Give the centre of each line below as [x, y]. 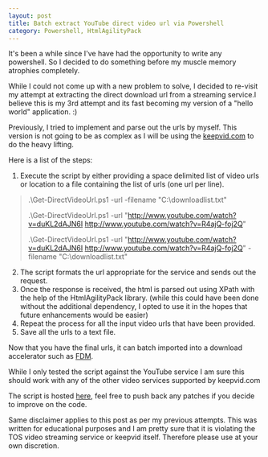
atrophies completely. [44, 71]
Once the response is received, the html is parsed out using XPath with [137, 290]
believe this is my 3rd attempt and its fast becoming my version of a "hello [131, 103]
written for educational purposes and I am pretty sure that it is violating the [132, 429]
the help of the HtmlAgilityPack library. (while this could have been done [139, 298]
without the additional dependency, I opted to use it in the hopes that [134, 307]
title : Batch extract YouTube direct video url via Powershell [116, 23]
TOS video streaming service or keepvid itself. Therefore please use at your [133, 437]
